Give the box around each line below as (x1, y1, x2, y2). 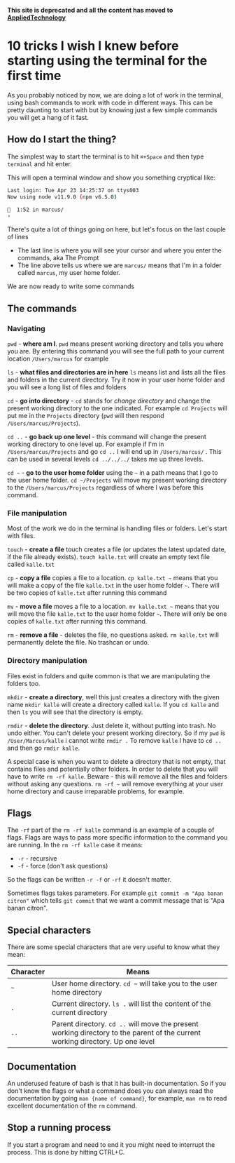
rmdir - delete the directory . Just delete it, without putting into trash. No (7, 721, 216, 730)
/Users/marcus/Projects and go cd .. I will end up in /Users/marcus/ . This (7, 447, 222, 455)
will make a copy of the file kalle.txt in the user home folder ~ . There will (7, 581, 220, 590)
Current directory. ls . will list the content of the (51, 999, 211, 1009)
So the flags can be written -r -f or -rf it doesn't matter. (7, 875, 172, 884)
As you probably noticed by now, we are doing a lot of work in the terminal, (7, 90, 224, 99)
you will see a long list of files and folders (7, 382, 127, 391)
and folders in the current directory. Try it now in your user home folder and (7, 375, 225, 384)
